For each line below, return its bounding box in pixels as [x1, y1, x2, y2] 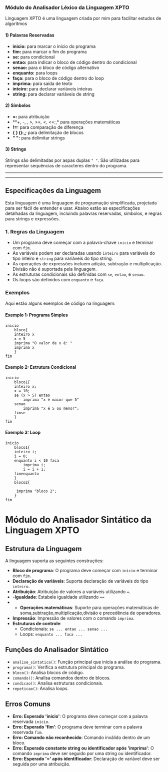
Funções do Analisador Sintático [5, 646, 109, 654]
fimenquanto [14, 471, 39, 476]
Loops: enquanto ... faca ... [19, 631, 82, 637]
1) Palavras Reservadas [5, 32, 55, 38]
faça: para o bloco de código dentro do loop [12, 75, 104, 81]
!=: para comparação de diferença [12, 124, 84, 130]
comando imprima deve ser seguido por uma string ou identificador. [12, 750, 152, 756]
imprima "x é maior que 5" [23, 397, 79, 402]
